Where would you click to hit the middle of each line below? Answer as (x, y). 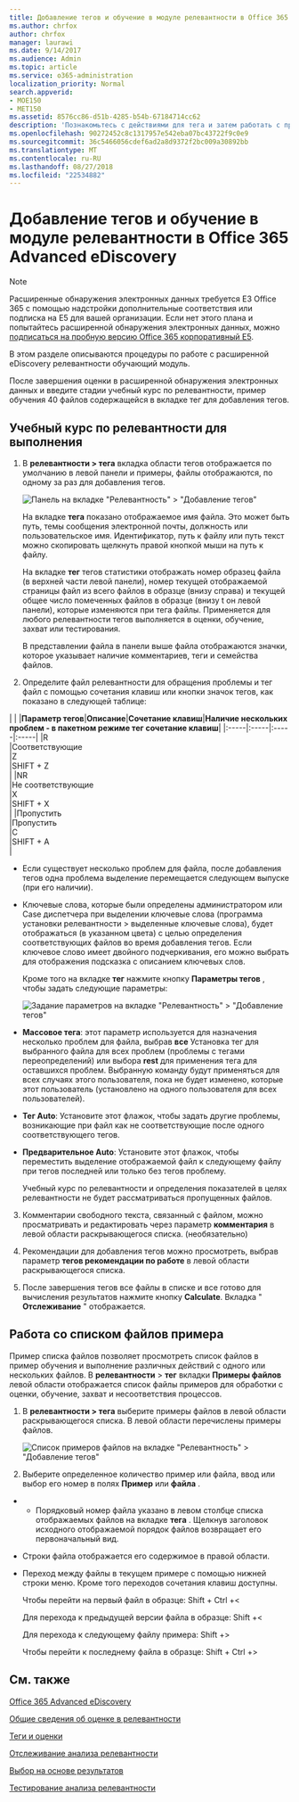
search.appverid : (41, 92)
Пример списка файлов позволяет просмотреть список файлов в (134, 1355)
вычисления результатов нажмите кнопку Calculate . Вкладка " (142, 1297)
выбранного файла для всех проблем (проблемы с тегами (133, 1051)
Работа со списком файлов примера (117, 1334)
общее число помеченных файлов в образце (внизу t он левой (141, 600)
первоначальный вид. (77, 1538)
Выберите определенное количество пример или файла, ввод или (149, 1474)
